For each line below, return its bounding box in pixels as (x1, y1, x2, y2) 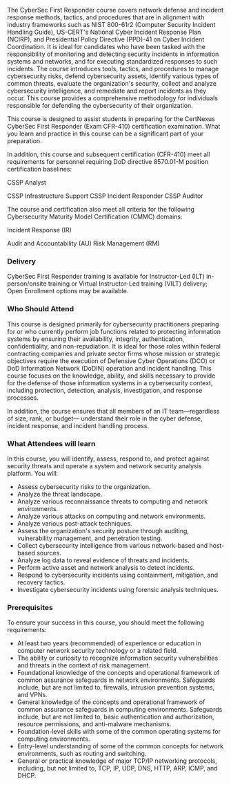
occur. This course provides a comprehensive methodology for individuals (7, 94, 219, 102)
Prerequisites (7, 602, 53, 612)
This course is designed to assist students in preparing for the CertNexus (7, 115, 215, 123)
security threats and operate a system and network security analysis (7, 461, 202, 470)
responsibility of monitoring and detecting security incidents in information (7, 50, 219, 58)
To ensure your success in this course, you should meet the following (7, 618, 205, 627)
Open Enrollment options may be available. (7, 287, 129, 295)
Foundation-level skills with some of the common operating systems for (17, 728, 221, 736)
